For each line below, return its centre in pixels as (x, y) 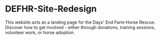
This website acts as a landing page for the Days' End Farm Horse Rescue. (80, 22)
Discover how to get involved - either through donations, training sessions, (80, 27)
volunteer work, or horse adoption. (40, 32)
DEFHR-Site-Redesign (51, 9)
